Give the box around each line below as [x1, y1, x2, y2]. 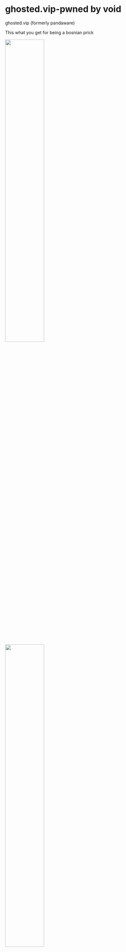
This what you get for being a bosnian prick [5, 29, 94, 35]
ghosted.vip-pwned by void [5, 3, 122, 15]
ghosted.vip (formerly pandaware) [5, 20, 75, 26]
